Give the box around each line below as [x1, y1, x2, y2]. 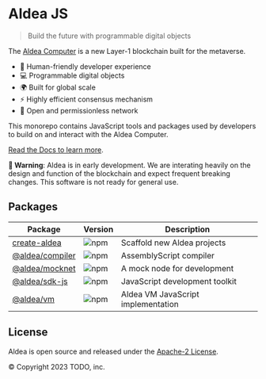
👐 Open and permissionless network [19, 105, 139, 115]
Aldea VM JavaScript [121, 289, 199, 300]
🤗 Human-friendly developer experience [19, 61, 152, 71]
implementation [121, 298, 180, 309]
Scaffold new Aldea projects [121, 237, 226, 248]
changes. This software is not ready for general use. [8, 177, 179, 186]
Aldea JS [8, 5, 69, 23]
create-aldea [12, 237, 62, 248]
